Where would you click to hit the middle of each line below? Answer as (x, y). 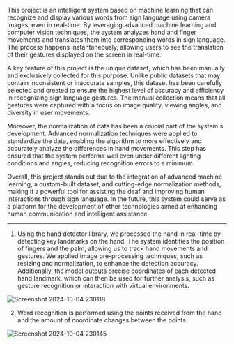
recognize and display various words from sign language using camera (109, 17)
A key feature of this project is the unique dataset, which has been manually (116, 68)
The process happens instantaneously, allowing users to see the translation (116, 47)
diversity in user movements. (49, 112)
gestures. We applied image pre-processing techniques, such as (110, 256)
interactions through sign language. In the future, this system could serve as (117, 199)
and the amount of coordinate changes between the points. (102, 320)
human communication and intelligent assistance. (78, 214)
